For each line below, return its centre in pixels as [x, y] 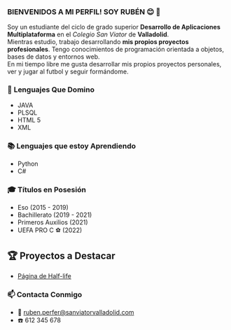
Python [28, 164]
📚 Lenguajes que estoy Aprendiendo [72, 145]
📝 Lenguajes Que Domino [51, 89]
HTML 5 [29, 120]
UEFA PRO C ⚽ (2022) [50, 230]
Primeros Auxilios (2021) [53, 222]
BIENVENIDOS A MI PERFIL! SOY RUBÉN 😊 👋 [84, 12]
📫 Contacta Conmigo [45, 294]
